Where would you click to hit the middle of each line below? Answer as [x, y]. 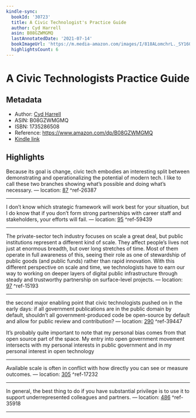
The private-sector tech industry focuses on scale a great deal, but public [95, 236]
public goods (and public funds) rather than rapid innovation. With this [90, 261]
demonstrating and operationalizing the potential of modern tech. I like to [94, 177]
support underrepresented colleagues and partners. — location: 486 [88, 397]
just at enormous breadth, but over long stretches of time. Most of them [92, 248]
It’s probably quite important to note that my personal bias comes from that [96, 332]
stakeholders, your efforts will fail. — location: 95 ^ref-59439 [79, 219]
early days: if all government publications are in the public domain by [89, 309]
